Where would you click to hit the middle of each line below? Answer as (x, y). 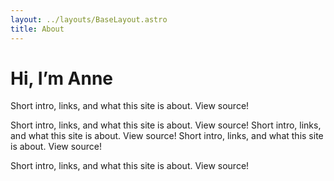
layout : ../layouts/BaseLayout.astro (89, 19)
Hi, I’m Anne (62, 78)
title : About (37, 29)
